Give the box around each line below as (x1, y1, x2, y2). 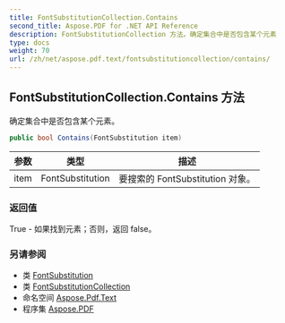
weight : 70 (9, 47, 50, 55)
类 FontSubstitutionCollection (22, 281, 131, 292)
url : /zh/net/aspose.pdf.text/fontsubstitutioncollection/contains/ (9, 55, 271, 64)
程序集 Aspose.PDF (22, 303, 94, 314)
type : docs (9, 38, 50, 47)
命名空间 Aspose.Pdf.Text (22, 293, 117, 303)
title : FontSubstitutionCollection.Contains (9, 13, 178, 22)
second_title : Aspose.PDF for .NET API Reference (9, 21, 199, 30)
